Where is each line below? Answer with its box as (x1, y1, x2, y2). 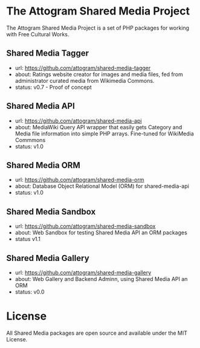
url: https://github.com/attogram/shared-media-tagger (15, 64, 151, 71)
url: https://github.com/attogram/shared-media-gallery (15, 269, 152, 276)
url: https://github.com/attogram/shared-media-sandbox (15, 222, 156, 230)
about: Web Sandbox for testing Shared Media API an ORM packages (15, 229, 187, 236)
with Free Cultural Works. (6, 30, 69, 37)
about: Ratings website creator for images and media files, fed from (15, 71, 183, 78)
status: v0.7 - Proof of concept (15, 83, 92, 91)
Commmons (15, 136, 46, 143)
